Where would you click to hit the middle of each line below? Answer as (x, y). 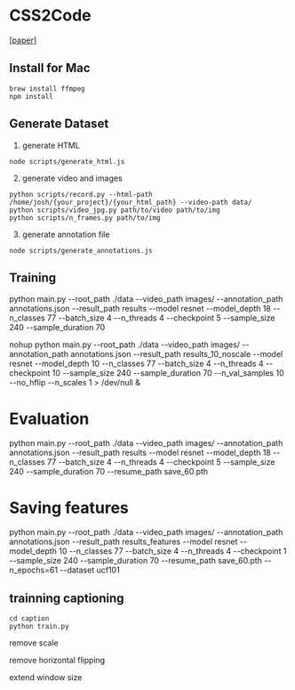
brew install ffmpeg (48, 89)
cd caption (29, 619)
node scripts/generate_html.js (67, 161)
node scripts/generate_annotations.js (81, 250)
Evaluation (49, 418)
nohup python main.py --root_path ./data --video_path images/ (125, 345)
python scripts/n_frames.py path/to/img (85, 218)
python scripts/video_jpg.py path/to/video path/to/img (115, 210)
